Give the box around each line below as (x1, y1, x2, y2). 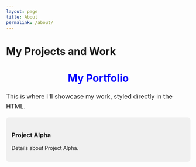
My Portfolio (67, 71, 129, 85)
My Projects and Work (6, 45, 116, 58)
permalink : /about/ (6, 19, 54, 25)
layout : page (6, 8, 38, 15)
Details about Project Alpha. (11, 144, 79, 151)
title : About (6, 14, 38, 20)
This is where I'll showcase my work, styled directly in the (6, 92, 173, 100)
